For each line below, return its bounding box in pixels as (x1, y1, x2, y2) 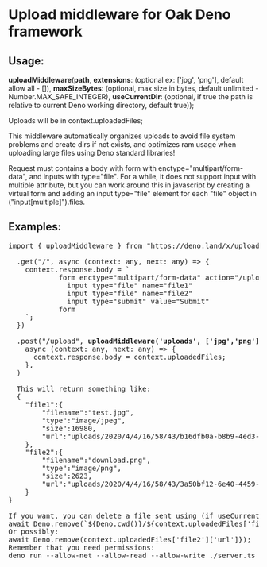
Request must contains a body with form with (8, 164, 157, 172)
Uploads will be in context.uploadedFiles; (8, 116, 143, 125)
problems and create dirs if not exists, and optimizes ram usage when (8, 140, 237, 148)
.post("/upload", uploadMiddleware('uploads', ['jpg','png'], (16, 336, 265, 345)
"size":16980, (41, 423, 97, 433)
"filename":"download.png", (41, 455, 151, 465)
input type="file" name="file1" (67, 280, 193, 290)
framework (8, 22, 83, 40)
